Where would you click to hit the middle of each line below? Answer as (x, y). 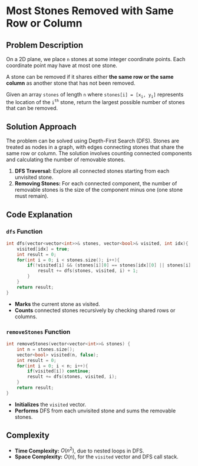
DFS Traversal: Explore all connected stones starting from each (92, 171)
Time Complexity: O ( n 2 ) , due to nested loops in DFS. (79, 450)
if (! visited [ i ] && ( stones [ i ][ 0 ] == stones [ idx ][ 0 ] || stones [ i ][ (110, 265)
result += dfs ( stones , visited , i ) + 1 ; (88, 271)
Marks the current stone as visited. (57, 304)
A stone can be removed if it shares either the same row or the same (90, 77)
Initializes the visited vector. (50, 404)
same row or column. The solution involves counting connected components (99, 154)
